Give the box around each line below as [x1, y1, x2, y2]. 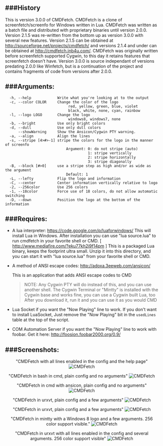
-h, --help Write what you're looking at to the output [9, 95, 149, 100]
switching [5, 193, 25, 198]
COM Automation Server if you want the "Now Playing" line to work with [12, 326, 157, 332]
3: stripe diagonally [88, 159, 132, 164]
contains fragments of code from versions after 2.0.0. [5, 68, 112, 74]
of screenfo [5, 142, 29, 147]
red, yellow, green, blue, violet [68, 104, 138, 109]
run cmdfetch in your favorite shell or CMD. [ [12, 238, 102, 244]
